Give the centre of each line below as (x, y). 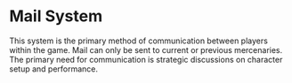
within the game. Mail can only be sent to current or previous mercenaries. (146, 49)
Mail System (56, 16)
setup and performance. (54, 69)
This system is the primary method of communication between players (139, 41)
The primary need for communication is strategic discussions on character (146, 59)
